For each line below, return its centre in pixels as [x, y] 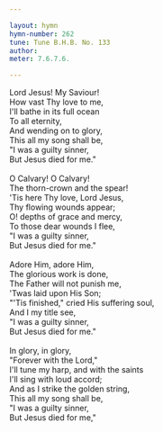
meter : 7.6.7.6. [40, 59]
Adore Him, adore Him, [52, 265]
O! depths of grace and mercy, [66, 217]
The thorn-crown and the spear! [69, 188]
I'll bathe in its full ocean [54, 112]
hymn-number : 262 [42, 34]
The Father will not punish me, [65, 283]
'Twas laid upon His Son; [55, 293]
